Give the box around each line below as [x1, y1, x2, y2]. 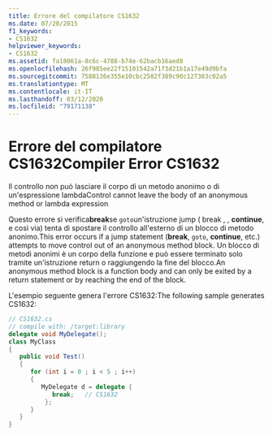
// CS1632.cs [8, 315, 53, 323]
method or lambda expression [8, 199, 109, 209]
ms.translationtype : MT [8, 80, 89, 88]
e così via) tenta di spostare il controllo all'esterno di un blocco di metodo [8, 223, 254, 233]
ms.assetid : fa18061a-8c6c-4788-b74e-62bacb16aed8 [8, 58, 184, 66]
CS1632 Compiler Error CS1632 [8, 155, 220, 173]
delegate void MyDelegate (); [8, 330, 107, 338]
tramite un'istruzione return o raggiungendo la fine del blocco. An [8, 257, 226, 268]
